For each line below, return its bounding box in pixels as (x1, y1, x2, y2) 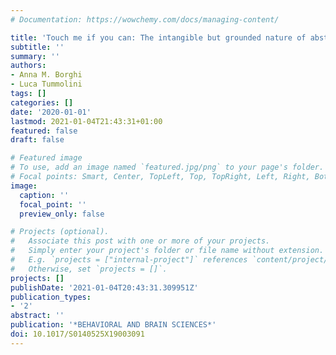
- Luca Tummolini (10, 79, 83, 90)
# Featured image (10, 153, 83, 163)
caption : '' (19, 190, 70, 200)
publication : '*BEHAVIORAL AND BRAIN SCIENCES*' (10, 320, 217, 330)
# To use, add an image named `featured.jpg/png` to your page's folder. (10, 162, 325, 173)
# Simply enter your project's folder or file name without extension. (10, 246, 325, 256)
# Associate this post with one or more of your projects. (10, 236, 271, 246)
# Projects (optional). (10, 227, 110, 237)
